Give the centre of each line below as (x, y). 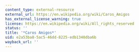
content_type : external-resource (40, 10)
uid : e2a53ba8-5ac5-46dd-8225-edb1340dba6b (51, 38)
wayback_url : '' (22, 42)
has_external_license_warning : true (43, 19)
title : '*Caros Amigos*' (31, 33)
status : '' (16, 28)
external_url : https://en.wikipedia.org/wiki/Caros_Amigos (68, 14)
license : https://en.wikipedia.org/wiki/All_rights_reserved (70, 24)
